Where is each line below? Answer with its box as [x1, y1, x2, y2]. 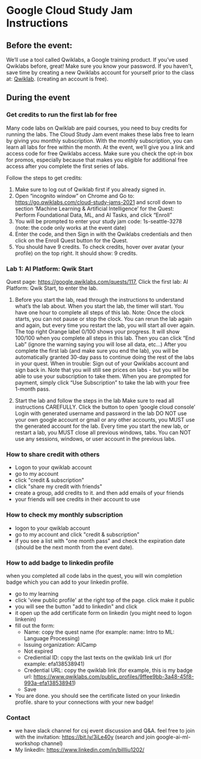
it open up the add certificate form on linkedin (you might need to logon [14, 609, 192, 616]
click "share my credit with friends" [14, 483, 103, 490]
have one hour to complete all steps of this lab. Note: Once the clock [14, 308, 185, 316]
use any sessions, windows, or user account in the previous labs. [14, 435, 176, 442]
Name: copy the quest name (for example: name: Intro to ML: [23, 628, 175, 635]
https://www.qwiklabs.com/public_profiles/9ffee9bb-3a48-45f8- [33, 673, 194, 680]
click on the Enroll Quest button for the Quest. [14, 236, 128, 244]
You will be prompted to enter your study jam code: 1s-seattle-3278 [14, 217, 182, 225]
